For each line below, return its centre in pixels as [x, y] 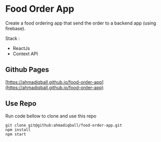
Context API [25, 54]
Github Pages [27, 70]
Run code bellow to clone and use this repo [51, 116]
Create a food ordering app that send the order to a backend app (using [81, 23]
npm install [18, 130]
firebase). [15, 28]
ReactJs [21, 48]
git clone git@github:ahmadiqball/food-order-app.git [64, 125]
